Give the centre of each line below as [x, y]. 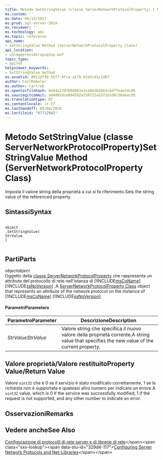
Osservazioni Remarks [39, 414]
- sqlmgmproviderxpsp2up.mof [34, 54]
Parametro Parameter [32, 320]
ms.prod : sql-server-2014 [31, 23]
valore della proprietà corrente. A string [106, 335]
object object [17, 271]
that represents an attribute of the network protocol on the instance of [75, 291]
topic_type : [17, 59]
